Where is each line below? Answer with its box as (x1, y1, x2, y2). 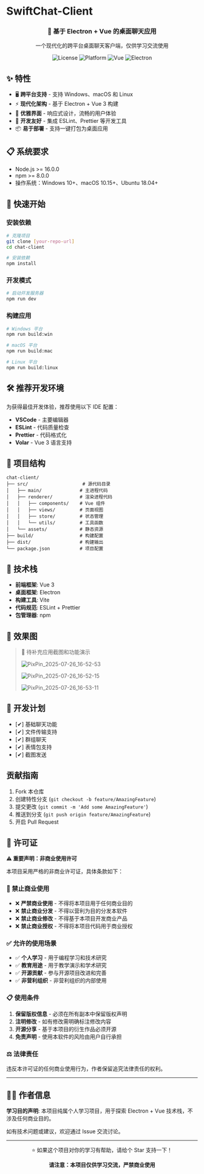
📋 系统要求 (6, 146, 49, 156)
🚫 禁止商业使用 (6, 884, 50, 893)
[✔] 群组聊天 (15, 735, 47, 743)
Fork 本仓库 (15, 788, 44, 795)
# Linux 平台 (6, 359, 38, 366)
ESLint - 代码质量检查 (15, 423, 70, 431)
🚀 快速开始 (6, 199, 46, 209)
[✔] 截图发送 (15, 751, 47, 758)
